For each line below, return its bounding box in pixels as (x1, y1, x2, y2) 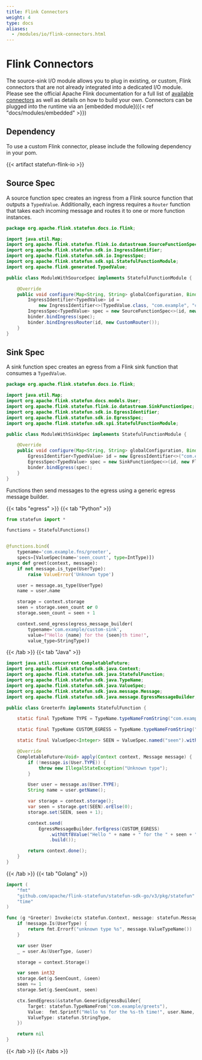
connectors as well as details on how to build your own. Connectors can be (6, 96, 192, 104)
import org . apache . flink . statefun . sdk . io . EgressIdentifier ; (6, 409, 161, 415)
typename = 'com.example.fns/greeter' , (17, 549, 112, 555)
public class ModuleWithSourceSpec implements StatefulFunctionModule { (6, 275, 192, 281)
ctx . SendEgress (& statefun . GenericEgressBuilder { (17, 997, 141, 1004)
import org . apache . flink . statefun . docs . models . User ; (6, 398, 141, 404)
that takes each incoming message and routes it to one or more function (6, 207, 185, 214)
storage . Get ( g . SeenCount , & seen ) (17, 976, 101, 982)
